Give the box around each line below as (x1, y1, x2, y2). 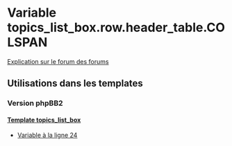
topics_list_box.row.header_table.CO (7, 19, 226, 35)
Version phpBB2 (7, 99, 64, 108)
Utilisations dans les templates (7, 78, 144, 90)
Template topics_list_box (7, 115, 81, 124)
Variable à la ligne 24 (17, 131, 78, 140)
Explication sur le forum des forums (7, 57, 109, 65)
